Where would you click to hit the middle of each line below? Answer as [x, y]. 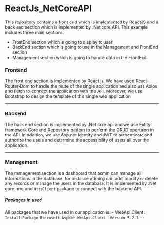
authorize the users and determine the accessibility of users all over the [77, 140]
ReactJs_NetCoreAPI [48, 9]
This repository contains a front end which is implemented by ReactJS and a [82, 22]
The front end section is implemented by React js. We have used [70, 81]
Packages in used [24, 200]
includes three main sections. [35, 32]
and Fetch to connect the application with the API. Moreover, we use [74, 91]
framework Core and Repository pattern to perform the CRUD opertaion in [80, 130]
